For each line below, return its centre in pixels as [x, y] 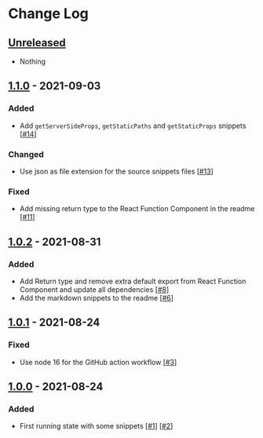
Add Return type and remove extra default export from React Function [133, 281]
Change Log [48, 14]
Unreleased [37, 43]
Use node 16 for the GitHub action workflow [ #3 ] [98, 362]
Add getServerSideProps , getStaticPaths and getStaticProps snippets [133, 126]
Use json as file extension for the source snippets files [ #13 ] [116, 171]
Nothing [32, 61]
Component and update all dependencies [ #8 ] [94, 289]
